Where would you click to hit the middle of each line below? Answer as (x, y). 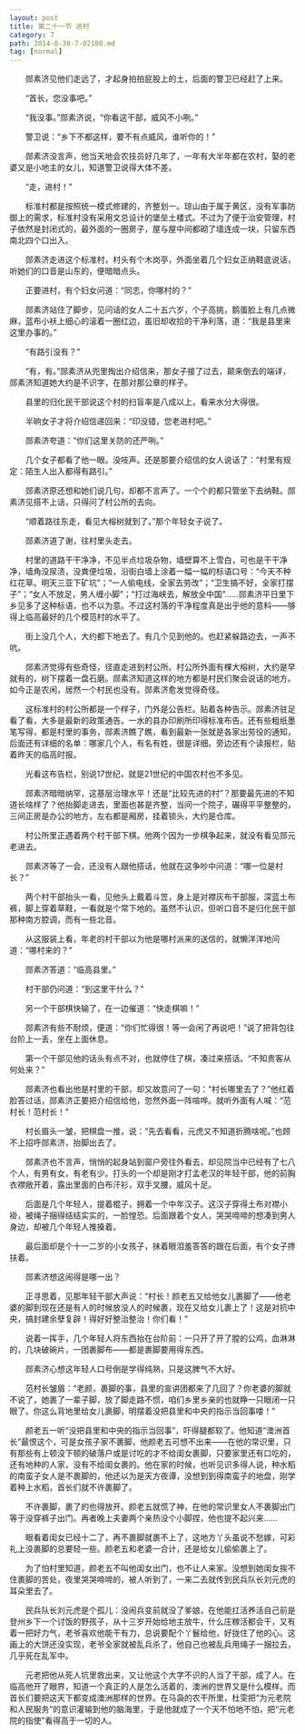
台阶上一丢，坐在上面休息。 (61, 1039)
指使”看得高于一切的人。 (71, 1720)
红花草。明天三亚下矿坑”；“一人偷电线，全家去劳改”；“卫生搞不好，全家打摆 (152, 583)
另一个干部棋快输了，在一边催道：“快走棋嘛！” (112, 1009)
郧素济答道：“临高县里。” (70, 969)
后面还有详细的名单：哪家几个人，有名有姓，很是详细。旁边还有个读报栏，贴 (152, 744)
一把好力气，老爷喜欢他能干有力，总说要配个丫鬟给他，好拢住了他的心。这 (156, 1633)
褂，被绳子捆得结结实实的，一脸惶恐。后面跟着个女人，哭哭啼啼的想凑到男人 (152, 1215)
